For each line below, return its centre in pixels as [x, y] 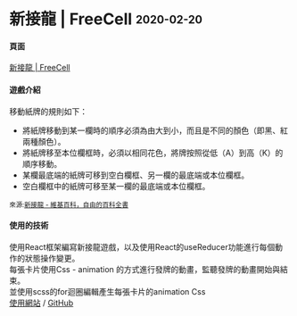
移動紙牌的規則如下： [48, 111]
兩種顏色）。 [44, 141]
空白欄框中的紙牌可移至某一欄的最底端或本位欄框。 [116, 186]
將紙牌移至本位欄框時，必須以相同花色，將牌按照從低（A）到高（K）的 [153, 153]
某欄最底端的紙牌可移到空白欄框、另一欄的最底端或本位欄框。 [136, 175]
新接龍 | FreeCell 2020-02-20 [106, 19]
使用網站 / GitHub [41, 303]
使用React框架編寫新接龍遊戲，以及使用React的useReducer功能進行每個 [142, 246]
